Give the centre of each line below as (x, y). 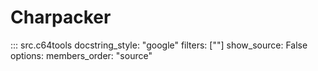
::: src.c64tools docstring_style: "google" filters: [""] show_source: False (159, 45)
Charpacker (61, 17)
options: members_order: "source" (81, 55)
